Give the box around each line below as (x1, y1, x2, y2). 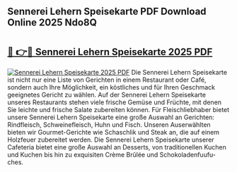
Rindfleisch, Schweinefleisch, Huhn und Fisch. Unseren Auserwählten (7, 121, 211, 129)
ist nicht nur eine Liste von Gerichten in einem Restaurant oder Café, (7, 75, 207, 84)
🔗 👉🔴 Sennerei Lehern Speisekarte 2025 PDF (7, 46, 213, 58)
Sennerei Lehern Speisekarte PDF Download (7, 6, 207, 18)
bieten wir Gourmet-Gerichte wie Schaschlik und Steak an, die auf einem (7, 128, 220, 136)
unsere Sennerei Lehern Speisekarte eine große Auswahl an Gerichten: (7, 113, 214, 121)
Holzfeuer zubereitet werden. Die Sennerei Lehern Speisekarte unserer (7, 135, 214, 144)
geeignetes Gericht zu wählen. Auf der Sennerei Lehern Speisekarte (7, 91, 207, 99)
